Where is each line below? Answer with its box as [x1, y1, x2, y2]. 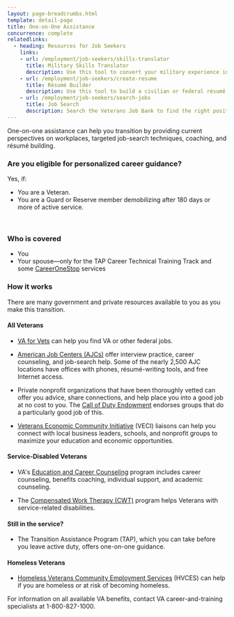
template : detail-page [7, 17, 73, 24]
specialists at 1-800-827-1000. [7, 602, 96, 611]
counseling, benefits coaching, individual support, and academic [17, 475, 203, 484]
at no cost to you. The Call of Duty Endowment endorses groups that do [17, 400, 224, 409]
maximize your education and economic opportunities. [17, 436, 174, 445]
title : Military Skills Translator [25, 62, 130, 69]
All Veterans [7, 321, 44, 330]
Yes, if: [7, 175, 27, 183]
